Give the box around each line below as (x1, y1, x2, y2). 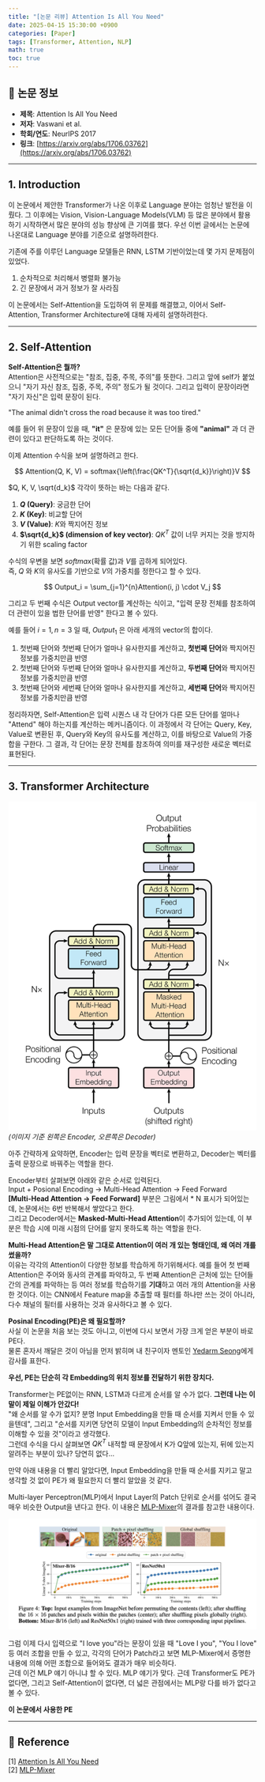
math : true (8, 46, 44, 55)
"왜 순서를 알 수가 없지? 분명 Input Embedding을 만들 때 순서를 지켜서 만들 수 (8, 1409, 247, 1418)
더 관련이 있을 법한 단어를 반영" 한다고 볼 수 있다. (8, 609, 159, 618)
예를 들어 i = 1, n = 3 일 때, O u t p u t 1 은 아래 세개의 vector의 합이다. (8, 625, 213, 636)
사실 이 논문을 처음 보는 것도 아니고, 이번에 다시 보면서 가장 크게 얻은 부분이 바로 (8, 1326, 254, 1335)
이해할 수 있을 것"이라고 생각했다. (8, 1429, 110, 1438)
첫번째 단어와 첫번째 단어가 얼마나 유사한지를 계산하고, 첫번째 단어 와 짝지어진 (19, 643, 256, 652)
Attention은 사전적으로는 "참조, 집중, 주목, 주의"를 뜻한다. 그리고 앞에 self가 (8, 372, 241, 382)
